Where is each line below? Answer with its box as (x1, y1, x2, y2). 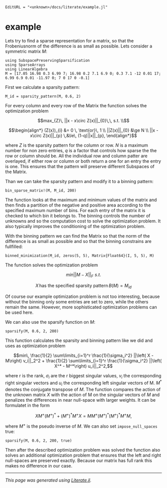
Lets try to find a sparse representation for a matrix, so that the (5, 37, 134, 43)
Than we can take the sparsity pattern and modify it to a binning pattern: (5, 178, 154, 184)
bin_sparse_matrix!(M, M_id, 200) (5, 188, 77, 193)
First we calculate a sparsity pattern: (5, 84, 80, 90)
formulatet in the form (5, 402, 50, 408)
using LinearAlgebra (5, 66, 48, 72)
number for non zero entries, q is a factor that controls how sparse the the (5, 147, 157, 153)
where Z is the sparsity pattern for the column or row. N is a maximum (5, 142, 148, 148)
